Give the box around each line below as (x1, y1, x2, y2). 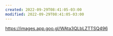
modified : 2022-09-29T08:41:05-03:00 (5, 12, 84, 17)
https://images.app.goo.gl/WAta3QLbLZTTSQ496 (5, 25, 108, 31)
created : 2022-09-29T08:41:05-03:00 (5, 7, 82, 12)
